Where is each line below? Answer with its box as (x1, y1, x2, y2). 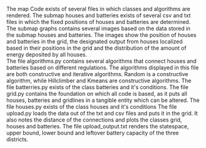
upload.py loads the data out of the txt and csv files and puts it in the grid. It (6, 110, 198, 117)
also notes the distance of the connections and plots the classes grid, (6, 116, 182, 123)
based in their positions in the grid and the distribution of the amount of (6, 44, 187, 52)
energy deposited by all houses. (6, 51, 88, 58)
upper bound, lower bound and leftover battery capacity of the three (6, 129, 179, 136)
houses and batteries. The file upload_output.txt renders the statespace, (6, 123, 189, 130)
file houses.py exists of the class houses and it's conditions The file (6, 103, 177, 110)
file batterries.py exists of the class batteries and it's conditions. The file (6, 84, 189, 91)
